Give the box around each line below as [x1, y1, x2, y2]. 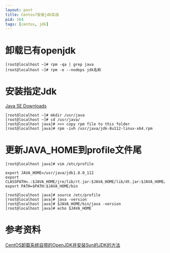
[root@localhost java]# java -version [5, 197, 87, 202]
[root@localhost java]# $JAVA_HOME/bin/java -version [5, 201, 121, 207]
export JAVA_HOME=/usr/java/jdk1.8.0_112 [5, 170, 94, 175]
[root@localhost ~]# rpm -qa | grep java [5, 62, 94, 67]
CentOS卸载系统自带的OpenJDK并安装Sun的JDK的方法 [5, 242, 120, 248]
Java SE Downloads [5, 103, 47, 109]
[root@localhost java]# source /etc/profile [5, 193, 101, 198]
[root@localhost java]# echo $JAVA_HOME [5, 206, 92, 211]
